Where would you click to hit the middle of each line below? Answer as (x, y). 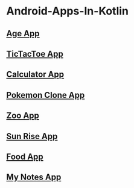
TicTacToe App (35, 53)
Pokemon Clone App (46, 95)
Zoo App (23, 116)
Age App (23, 34)
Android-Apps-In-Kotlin (67, 11)
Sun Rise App (32, 136)
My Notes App (34, 177)
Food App (25, 156)
